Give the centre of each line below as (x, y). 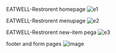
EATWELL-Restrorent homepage (46, 9)
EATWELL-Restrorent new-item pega (51, 32)
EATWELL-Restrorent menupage (46, 21)
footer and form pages (34, 44)
